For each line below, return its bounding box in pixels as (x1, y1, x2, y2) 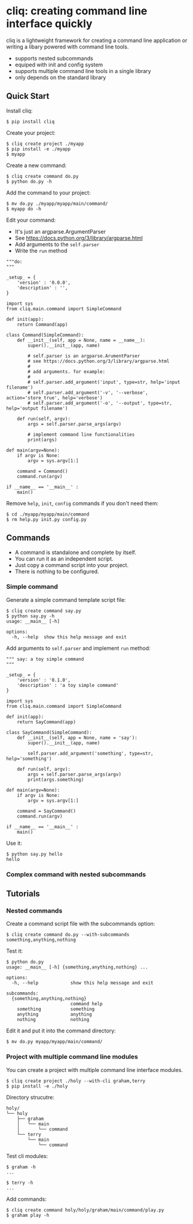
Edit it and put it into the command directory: (6, 1027, 117, 1034)
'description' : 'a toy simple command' (17, 682, 119, 688)
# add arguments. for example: (27, 368, 106, 375)
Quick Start (6, 91, 50, 101)
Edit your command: (6, 216, 56, 223)
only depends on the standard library (14, 74, 106, 81)
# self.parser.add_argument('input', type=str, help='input (27, 379, 180, 385)
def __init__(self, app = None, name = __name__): (17, 337, 146, 343)
